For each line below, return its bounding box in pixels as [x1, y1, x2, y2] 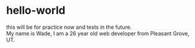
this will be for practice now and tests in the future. [6, 23, 132, 31]
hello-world [6, 4, 66, 17]
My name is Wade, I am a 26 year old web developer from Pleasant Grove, [6, 29, 190, 37]
